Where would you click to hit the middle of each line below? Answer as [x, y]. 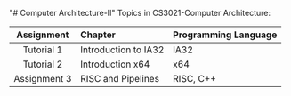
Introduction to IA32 [122, 50]
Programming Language [225, 35]
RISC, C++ [194, 79]
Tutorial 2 [43, 64]
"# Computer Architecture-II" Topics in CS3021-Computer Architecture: [140, 13]
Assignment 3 [43, 79]
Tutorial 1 [43, 50]
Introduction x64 [115, 64]
